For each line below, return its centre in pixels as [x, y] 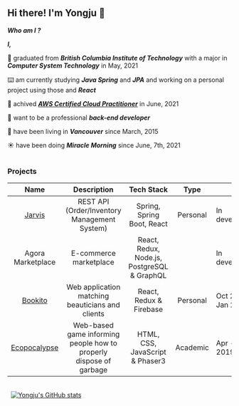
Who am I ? [24, 30]
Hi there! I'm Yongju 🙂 [56, 13]
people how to [93, 343]
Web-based [93, 326]
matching [94, 296]
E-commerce [93, 254]
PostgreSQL [148, 266]
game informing [94, 334]
